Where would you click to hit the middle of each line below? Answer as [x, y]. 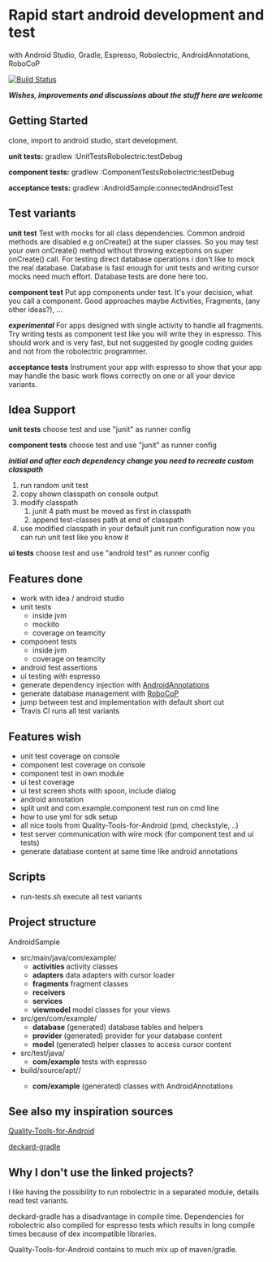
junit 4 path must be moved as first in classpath [112, 512]
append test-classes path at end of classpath [108, 520]
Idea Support [42, 409]
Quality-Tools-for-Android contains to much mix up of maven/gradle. [123, 1250]
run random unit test [54, 486]
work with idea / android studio [72, 598]
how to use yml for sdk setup [69, 817]
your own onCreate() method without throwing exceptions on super [121, 250]
